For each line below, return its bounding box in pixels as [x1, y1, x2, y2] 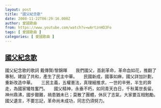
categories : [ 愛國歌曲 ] [5, 35, 55, 39]
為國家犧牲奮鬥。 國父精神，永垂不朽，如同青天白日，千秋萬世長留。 [13, 86, 154, 91]
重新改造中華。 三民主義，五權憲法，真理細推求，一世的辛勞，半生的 [5, 79, 147, 85]
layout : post [5, 7, 32, 12]
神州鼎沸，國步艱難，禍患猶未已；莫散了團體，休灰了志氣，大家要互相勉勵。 [5, 91, 156, 97]
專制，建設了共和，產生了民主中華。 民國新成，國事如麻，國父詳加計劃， [5, 73, 156, 79]
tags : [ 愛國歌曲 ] [5, 30, 42, 35]
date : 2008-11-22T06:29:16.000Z [5, 16, 70, 21]
